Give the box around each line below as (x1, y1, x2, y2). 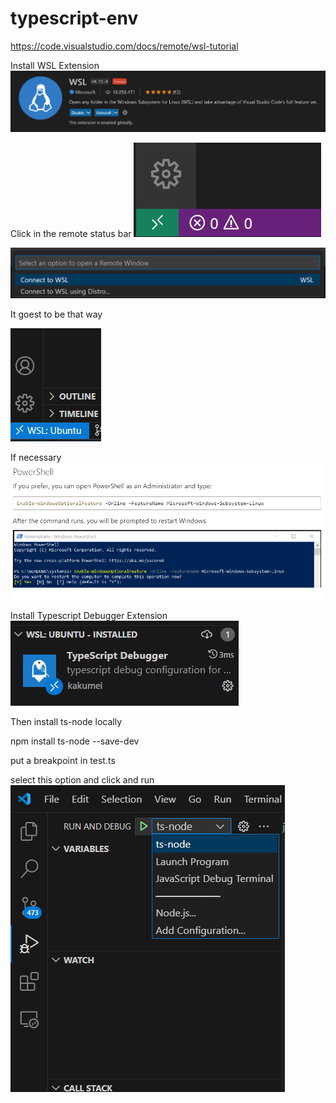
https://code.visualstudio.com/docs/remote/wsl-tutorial (10, 40, 239, 52)
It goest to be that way (10, 308, 103, 320)
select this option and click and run (10, 774, 155, 786)
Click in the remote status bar (10, 227, 132, 239)
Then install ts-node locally (10, 716, 123, 728)
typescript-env (10, 7, 139, 30)
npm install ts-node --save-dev (10, 735, 140, 747)
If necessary (10, 451, 62, 463)
